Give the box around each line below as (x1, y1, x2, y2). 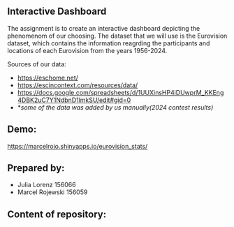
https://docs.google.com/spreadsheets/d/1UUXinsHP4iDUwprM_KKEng (17, 88, 224, 96)
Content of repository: (7, 208, 107, 220)
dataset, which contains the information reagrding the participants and (7, 38, 210, 47)
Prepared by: (7, 162, 65, 174)
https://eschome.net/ (17, 73, 79, 82)
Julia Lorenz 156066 (17, 181, 76, 189)
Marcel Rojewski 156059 (17, 188, 88, 196)
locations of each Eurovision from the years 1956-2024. (7, 46, 168, 54)
